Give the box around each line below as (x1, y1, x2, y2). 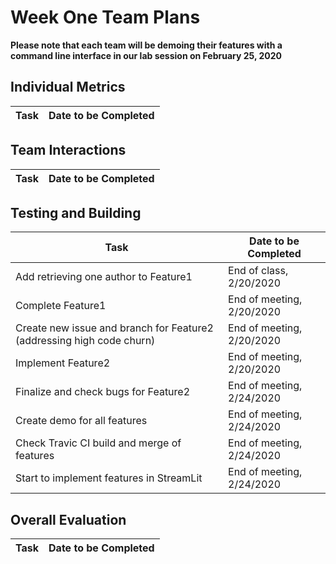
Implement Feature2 (15, 356, 111, 370)
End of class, (228, 264, 289, 278)
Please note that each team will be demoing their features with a (10, 39, 283, 51)
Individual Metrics (10, 79, 126, 96)
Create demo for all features (15, 414, 148, 428)
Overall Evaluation (10, 511, 127, 528)
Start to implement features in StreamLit (15, 471, 203, 485)
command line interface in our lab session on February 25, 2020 (10, 49, 283, 61)
